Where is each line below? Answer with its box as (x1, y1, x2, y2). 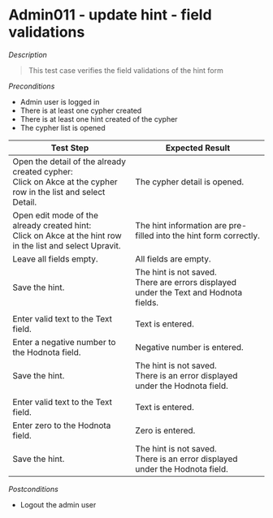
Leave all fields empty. (12, 253, 99, 265)
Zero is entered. (135, 425, 196, 436)
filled (135, 230, 154, 241)
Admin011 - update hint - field (8, 6, 213, 24)
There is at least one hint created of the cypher (19, 114, 178, 123)
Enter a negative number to (12, 336, 116, 347)
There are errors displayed (135, 276, 237, 287)
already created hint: (12, 219, 92, 231)
